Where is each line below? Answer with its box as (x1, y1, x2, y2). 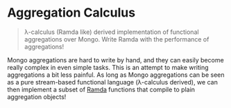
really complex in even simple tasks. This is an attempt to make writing (7, 63, 209, 71)
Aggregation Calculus (7, 5, 136, 21)
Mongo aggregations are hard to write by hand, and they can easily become (7, 55, 224, 64)
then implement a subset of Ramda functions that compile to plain (7, 85, 196, 93)
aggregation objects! (7, 92, 67, 101)
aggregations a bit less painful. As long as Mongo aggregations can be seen (7, 71, 225, 79)
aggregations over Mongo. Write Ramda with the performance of (24, 35, 209, 43)
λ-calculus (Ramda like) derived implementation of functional (24, 28, 199, 36)
